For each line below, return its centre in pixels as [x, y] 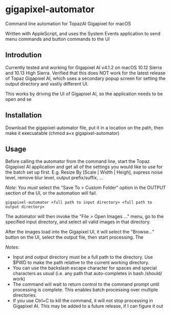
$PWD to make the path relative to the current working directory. [81, 263]
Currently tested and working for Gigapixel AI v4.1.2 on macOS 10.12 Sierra [84, 67]
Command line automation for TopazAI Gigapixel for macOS [68, 24]
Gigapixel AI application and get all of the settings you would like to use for [84, 167]
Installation [24, 116]
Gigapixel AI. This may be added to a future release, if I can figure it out [88, 306]
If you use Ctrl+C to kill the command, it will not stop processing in [83, 301]
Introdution [24, 55]
